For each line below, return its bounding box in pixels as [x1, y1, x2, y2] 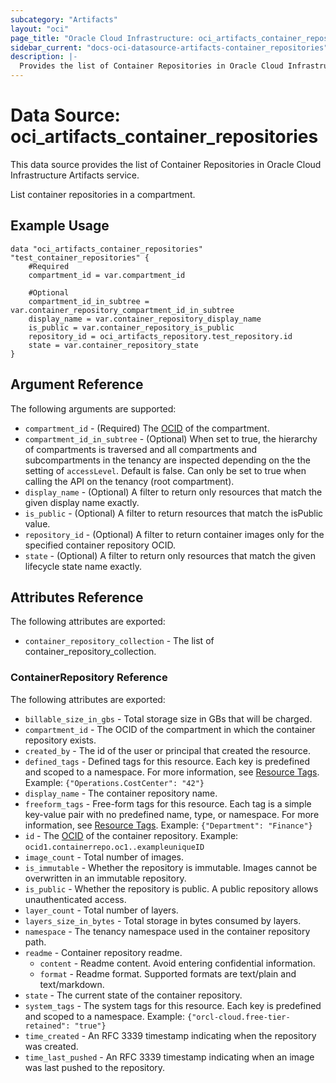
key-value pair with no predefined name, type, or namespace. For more [24, 808, 320, 820]
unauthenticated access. [24, 893, 127, 905]
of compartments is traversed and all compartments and [24, 443, 258, 455]
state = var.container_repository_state [28, 340, 199, 350]
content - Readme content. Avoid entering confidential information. [39, 957, 316, 969]
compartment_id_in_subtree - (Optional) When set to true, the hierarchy [24, 432, 318, 445]
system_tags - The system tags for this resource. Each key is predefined [24, 999, 322, 1011]
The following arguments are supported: [10, 402, 177, 415]
